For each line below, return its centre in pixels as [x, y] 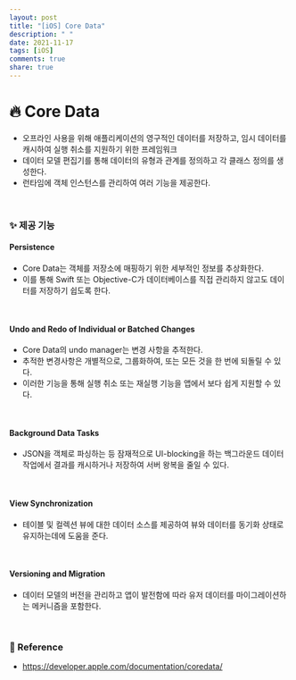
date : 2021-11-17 [41, 42]
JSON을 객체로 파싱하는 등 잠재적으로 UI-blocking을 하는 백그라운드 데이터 [153, 454]
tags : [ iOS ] [31, 51]
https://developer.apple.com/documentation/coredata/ [122, 667]
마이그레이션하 [261, 594]
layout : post [33, 17]
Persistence [32, 248]
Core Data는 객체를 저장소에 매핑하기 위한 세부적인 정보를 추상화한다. [143, 268]
